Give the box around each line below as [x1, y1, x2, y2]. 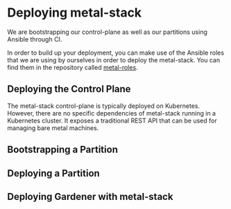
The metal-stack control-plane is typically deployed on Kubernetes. [7, 102, 200, 110]
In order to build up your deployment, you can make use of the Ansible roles [7, 48, 224, 57]
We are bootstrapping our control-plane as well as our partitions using [7, 28, 208, 36]
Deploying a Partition [7, 167, 101, 179]
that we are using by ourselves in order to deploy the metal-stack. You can [7, 55, 221, 64]
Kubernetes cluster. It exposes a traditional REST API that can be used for [7, 116, 217, 125]
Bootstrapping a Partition [7, 144, 118, 156]
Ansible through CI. [7, 35, 62, 43]
